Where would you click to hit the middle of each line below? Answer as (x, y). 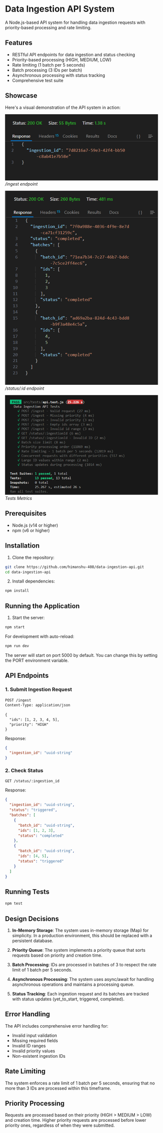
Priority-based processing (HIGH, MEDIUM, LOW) (62, 60)
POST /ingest (18, 700)
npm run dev (17, 646)
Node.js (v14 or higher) (35, 525)
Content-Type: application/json (38, 705)
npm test (14, 904)
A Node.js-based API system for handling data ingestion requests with (75, 22)
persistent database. (33, 941)
